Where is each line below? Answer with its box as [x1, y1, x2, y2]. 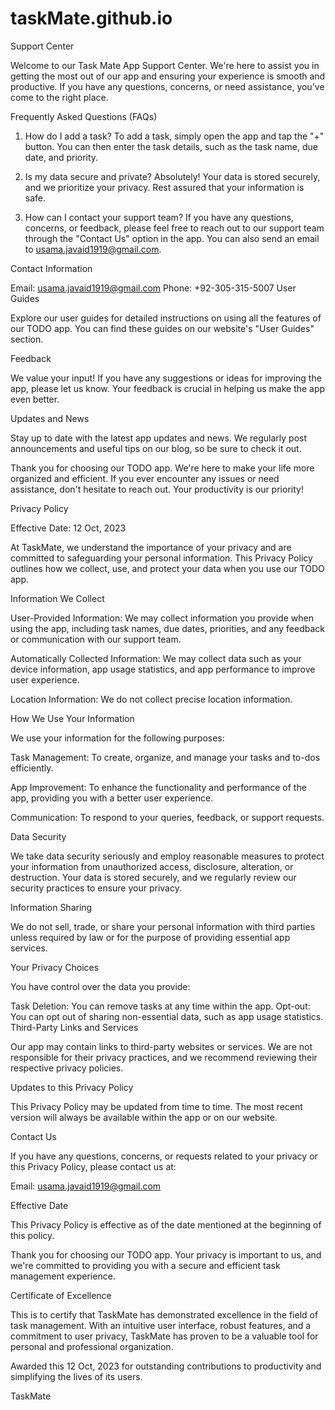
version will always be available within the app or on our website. [10, 1111, 278, 1123]
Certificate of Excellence [10, 1289, 112, 1301]
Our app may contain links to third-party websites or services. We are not [10, 1040, 313, 1052]
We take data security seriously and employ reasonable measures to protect [10, 850, 325, 862]
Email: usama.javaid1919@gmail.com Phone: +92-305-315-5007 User [10, 282, 297, 294]
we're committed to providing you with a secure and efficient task [10, 1259, 281, 1271]
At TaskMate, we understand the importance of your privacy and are [10, 541, 292, 553]
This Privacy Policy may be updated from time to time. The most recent [10, 1100, 303, 1112]
